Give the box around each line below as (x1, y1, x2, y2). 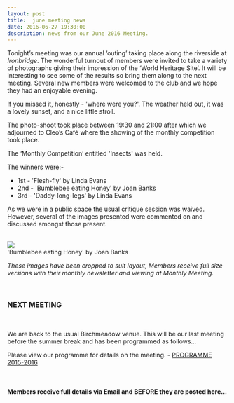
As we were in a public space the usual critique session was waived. (7, 205, 205, 214)
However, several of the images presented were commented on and (7, 212, 203, 221)
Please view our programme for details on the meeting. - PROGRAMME (7, 350, 212, 359)
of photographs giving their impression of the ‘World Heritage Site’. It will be (7, 64, 226, 72)
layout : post (7, 10, 46, 18)
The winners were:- (7, 163, 64, 172)
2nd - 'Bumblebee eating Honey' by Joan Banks (17, 184, 156, 193)
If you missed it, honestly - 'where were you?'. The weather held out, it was (7, 100, 224, 109)
